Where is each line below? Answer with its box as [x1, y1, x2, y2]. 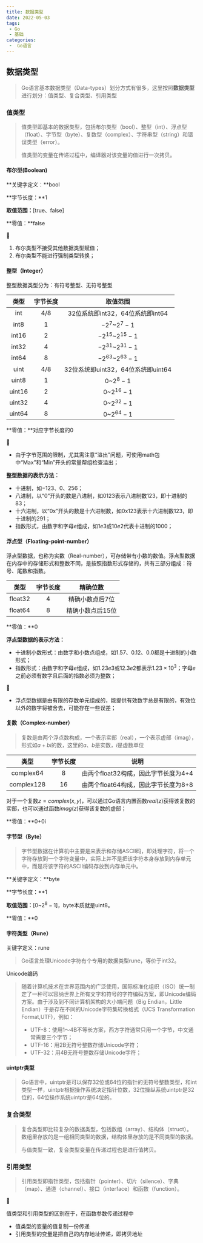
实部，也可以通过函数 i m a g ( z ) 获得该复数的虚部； [6, 805, 127, 812]
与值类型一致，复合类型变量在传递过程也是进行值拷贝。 [21, 1146, 159, 1153]
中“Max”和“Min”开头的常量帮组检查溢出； [15, 459, 119, 466]
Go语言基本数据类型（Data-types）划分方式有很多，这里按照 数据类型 [21, 84, 195, 91]
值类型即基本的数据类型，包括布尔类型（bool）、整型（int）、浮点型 [21, 123, 187, 131]
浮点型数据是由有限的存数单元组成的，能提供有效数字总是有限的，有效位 [15, 696, 196, 704]
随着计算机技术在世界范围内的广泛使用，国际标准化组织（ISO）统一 [21, 983, 190, 990]
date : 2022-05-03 [6, 15, 50, 21]
